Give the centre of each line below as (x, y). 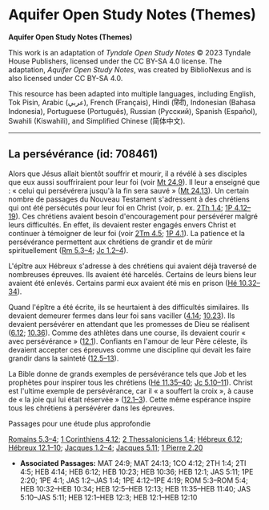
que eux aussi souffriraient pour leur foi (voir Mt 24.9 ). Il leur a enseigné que (134, 182)
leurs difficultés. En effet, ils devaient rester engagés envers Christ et (122, 224)
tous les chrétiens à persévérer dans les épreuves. (92, 408)
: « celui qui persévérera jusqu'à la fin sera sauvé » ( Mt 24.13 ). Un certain (129, 190)
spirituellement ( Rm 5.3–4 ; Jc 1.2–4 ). (68, 250)
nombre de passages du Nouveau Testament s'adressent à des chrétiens (129, 199)
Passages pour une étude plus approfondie (79, 423)
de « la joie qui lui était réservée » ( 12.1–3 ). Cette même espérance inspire (130, 399)
